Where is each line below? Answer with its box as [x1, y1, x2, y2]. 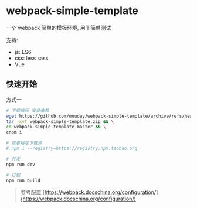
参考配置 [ [20, 189, 45, 196]
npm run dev [6, 161, 35, 168]
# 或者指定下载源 [6, 140, 42, 146]
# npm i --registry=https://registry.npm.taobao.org [6, 145, 138, 151]
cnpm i [6, 129, 22, 135]
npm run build [6, 178, 41, 183]
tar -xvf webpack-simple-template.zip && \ [6, 118, 114, 124]
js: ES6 [14, 48, 32, 55]
